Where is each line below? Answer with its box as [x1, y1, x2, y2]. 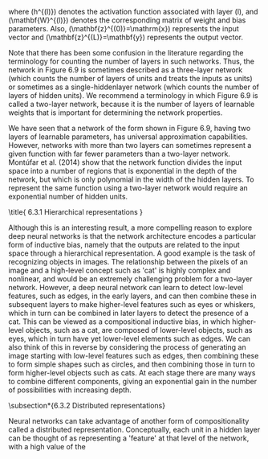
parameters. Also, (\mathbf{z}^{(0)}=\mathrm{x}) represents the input [8, 24, 239, 33]
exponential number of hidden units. [8, 192, 128, 201]
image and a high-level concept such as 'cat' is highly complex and [8, 265, 231, 275]
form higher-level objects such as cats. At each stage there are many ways [8, 368, 256, 377]
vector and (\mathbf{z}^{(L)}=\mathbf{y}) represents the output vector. [8, 32, 243, 42]
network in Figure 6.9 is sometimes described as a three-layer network [8, 65, 243, 75]
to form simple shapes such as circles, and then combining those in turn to [8, 359, 255, 369]
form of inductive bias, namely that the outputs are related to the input [8, 240, 241, 249]
